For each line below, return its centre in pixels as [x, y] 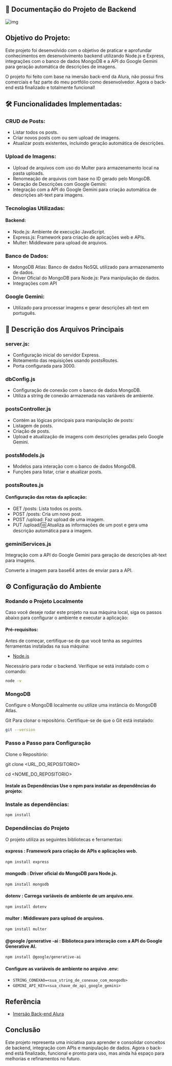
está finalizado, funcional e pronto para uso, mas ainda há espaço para [90, 1053]
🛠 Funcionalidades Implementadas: [64, 104]
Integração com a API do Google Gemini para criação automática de [84, 189]
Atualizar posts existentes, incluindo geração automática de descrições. [89, 143]
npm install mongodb [27, 884]
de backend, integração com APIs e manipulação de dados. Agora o [77, 1048]
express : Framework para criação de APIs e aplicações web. [71, 851]
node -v [14, 681]
